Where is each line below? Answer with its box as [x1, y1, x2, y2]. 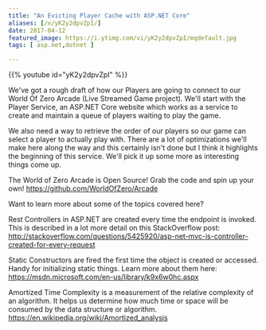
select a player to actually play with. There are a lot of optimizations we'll [8, 134, 247, 144]
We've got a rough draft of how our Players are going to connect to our [8, 85, 241, 95]
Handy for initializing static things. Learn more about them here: [8, 264, 217, 274]
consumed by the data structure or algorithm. [8, 305, 158, 314]
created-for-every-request [8, 240, 96, 250]
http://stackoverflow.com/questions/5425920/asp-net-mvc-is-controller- [8, 231, 248, 241]
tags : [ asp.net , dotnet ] [8, 41, 94, 49]
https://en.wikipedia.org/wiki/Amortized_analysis [8, 313, 169, 323]
